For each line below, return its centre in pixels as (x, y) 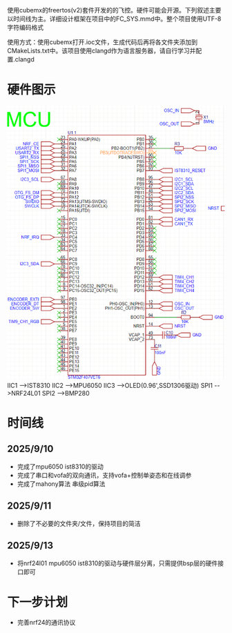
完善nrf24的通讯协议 (46, 623)
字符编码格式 (25, 27)
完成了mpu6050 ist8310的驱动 (60, 466)
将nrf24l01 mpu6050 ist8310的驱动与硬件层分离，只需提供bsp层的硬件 (117, 563)
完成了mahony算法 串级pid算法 (61, 484)
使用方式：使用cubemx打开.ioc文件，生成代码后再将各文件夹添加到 (103, 42)
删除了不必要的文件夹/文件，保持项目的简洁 (79, 523)
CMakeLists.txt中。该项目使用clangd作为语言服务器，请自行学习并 (101, 51)
